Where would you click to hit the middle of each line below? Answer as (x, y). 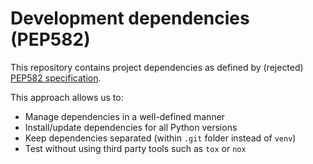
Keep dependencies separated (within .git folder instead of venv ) (160, 138)
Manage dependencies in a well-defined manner (125, 116)
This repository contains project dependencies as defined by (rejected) (157, 67)
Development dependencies (130, 18)
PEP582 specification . (56, 78)
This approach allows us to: (67, 97)
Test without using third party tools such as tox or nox (135, 148)
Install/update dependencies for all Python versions (131, 127)
